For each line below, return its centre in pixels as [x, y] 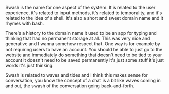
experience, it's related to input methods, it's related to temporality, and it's [84, 13]
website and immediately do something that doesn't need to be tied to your [84, 55]
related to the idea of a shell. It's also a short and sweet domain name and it [84, 18]
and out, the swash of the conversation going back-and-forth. [70, 86]
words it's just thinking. [30, 65]
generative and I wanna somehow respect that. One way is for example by [83, 44]
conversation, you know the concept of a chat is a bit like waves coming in [83, 81]
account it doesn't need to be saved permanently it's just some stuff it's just [84, 60]
